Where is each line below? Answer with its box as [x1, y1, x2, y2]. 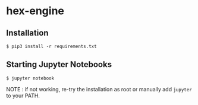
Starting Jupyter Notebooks [6, 59, 112, 69]
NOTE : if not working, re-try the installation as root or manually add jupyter [6, 85, 192, 93]
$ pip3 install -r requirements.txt [6, 43, 97, 49]
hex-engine [6, 4, 64, 18]
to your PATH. [6, 92, 40, 99]
